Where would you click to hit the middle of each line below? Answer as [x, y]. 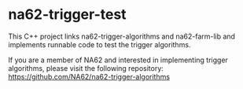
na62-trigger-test [68, 15]
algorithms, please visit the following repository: [86, 68]
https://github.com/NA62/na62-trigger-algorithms [89, 76]
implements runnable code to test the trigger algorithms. [99, 44]
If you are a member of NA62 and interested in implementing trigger [118, 60]
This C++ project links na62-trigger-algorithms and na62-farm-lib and [122, 36]
